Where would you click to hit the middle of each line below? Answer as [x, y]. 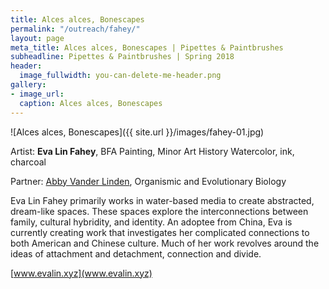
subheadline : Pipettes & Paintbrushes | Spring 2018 [122, 57]
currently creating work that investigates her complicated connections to [160, 232]
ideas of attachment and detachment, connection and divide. [136, 253]
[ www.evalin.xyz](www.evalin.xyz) [81, 273]
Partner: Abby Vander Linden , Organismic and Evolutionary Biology [148, 181]
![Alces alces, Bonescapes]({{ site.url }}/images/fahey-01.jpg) [137, 132]
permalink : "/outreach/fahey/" [75, 29]
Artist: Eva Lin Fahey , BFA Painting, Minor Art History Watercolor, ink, [152, 151]
